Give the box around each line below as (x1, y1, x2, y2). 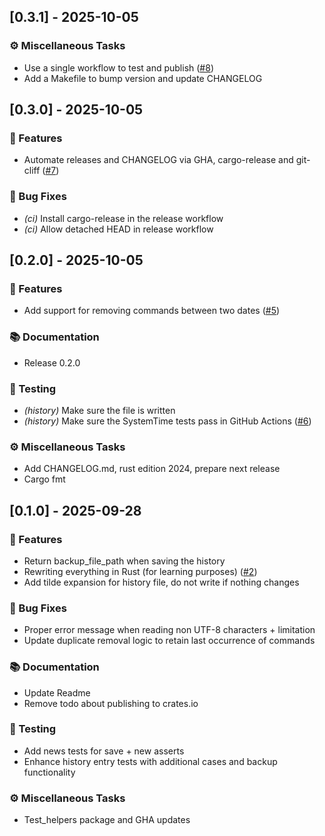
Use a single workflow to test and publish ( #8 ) (23, 61, 214, 74)
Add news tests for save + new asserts (23, 745, 185, 757)
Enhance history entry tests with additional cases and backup (23, 755, 278, 767)
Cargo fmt (23, 473, 66, 485)
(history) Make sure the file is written (23, 404, 176, 416)
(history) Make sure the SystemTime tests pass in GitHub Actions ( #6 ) (23, 415, 312, 427)
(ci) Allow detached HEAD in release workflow (23, 223, 214, 235)
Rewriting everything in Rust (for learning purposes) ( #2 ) (23, 565, 258, 577)
